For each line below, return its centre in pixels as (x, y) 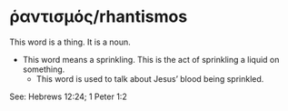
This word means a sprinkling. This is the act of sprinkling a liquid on (151, 59)
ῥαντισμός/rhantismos (99, 17)
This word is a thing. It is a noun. (70, 42)
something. (44, 69)
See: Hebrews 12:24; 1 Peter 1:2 (68, 96)
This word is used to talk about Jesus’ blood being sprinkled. (150, 78)
